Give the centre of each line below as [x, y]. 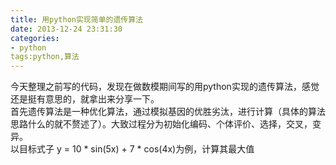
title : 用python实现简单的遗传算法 [76, 19]
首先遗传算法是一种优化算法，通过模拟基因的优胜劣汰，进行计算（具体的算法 [168, 112]
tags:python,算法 [45, 57]
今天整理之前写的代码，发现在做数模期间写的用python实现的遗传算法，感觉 [165, 87]
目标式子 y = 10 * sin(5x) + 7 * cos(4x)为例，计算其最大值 [136, 149]
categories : [35, 38]
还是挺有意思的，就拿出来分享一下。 [85, 99]
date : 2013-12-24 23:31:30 [66, 29]
